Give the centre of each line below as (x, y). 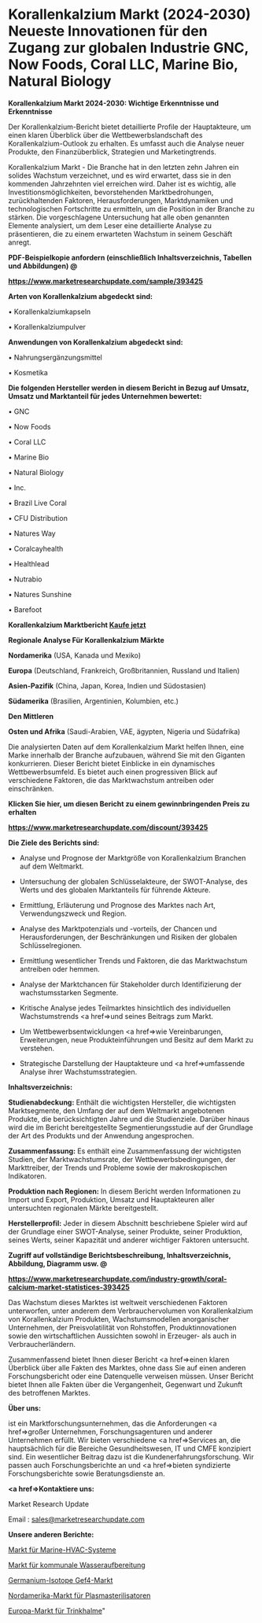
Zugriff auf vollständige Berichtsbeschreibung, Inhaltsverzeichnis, (120, 1255)
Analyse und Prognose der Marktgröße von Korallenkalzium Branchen (133, 858)
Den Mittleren (31, 716)
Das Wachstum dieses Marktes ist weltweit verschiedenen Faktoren (118, 1302)
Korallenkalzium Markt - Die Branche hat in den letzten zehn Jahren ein (124, 167)
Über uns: (25, 1408)
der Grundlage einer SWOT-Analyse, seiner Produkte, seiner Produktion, (125, 1231)
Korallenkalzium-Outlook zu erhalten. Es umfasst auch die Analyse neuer (126, 143)
